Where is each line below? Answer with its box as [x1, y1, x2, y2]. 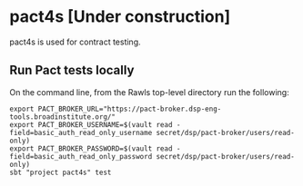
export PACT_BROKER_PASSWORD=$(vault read [9, 143, 173, 153]
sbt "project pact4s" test [9, 168, 112, 177]
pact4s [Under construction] [9, 6, 231, 27]
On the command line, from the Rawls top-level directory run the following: [9, 86, 289, 97]
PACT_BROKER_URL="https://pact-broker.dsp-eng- [37, 104, 222, 113]
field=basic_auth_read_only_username [9, 128, 153, 137]
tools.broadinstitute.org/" [9, 112, 116, 122]
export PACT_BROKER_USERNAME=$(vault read [9, 120, 173, 129]
